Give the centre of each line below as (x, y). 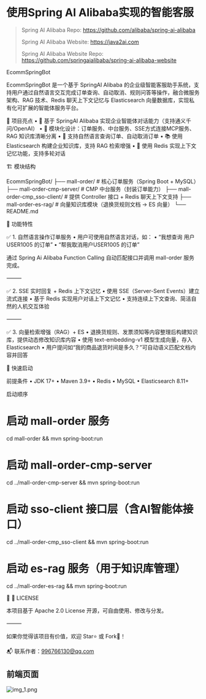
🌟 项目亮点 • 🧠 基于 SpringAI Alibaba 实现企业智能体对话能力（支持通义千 (99, 121)
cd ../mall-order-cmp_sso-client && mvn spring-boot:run (78, 542)
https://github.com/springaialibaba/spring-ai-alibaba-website (99, 60)
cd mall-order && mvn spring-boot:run (55, 438)
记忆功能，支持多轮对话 (36, 153)
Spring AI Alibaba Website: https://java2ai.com (80, 42)
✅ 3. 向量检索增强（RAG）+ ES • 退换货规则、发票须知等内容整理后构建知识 (102, 332)
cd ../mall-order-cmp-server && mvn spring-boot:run (73, 483)
